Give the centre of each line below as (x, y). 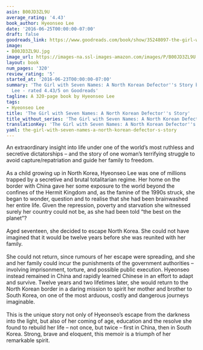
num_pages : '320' (28, 68)
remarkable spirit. (28, 340)
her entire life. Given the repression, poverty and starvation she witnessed (98, 205)
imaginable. (21, 302)
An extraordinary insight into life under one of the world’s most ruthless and (100, 147)
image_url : (20, 57)
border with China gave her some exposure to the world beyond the (91, 186)
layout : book (23, 62)
